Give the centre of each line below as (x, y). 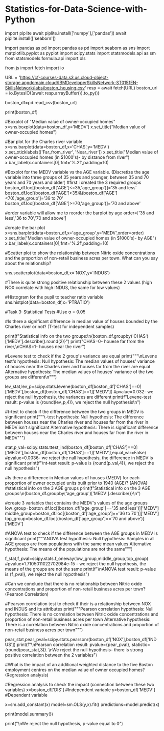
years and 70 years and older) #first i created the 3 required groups (73, 182)
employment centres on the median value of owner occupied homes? (75, 670)
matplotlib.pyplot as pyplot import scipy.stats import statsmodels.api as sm (81, 53)
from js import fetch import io (35, 68)
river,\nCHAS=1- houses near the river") (45, 346)
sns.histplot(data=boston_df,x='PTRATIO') (47, 302)
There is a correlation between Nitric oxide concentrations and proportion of (82, 624)
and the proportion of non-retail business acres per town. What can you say (82, 258)
